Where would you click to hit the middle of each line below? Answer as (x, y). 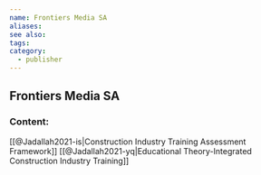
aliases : (26, 26)
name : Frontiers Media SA (58, 18)
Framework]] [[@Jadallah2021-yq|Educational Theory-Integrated (130, 151)
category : (28, 51)
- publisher (40, 60)
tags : (19, 43)
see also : (28, 34)
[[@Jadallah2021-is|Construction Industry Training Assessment (128, 142)
